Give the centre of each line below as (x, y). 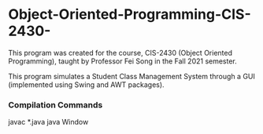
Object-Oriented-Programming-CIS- (130, 14)
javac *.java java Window (48, 122)
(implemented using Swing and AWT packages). (86, 85)
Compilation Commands (56, 105)
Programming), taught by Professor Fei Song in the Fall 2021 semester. (123, 61)
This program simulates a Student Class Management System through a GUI (132, 76)
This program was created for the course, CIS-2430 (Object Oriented (120, 53)
